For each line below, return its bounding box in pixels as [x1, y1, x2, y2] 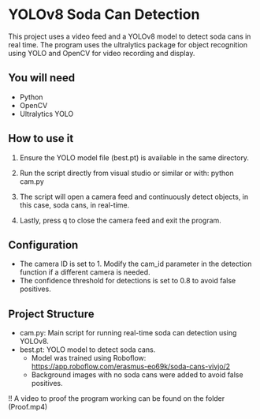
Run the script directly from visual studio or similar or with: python [19, 168, 234, 178]
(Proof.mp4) [8, 402, 48, 412]
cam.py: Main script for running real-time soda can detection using [19, 328, 237, 338]
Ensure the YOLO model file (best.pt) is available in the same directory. [19, 152, 250, 163]
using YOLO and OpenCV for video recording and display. [8, 48, 195, 58]
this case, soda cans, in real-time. [19, 200, 130, 210]
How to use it [8, 132, 74, 145]
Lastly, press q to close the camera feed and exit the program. [19, 215, 222, 225]
